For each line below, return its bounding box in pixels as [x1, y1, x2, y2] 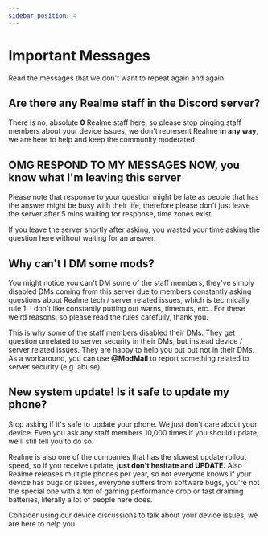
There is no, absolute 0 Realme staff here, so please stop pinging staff [8, 118, 241, 127]
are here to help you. [8, 518, 77, 528]
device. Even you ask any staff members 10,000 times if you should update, [8, 427, 259, 437]
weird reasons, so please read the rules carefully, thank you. [8, 312, 208, 322]
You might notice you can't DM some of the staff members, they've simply [8, 278, 255, 287]
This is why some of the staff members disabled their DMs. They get [8, 328, 236, 337]
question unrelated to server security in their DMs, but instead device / [8, 336, 243, 346]
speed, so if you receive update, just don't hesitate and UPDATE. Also [8, 460, 243, 470]
